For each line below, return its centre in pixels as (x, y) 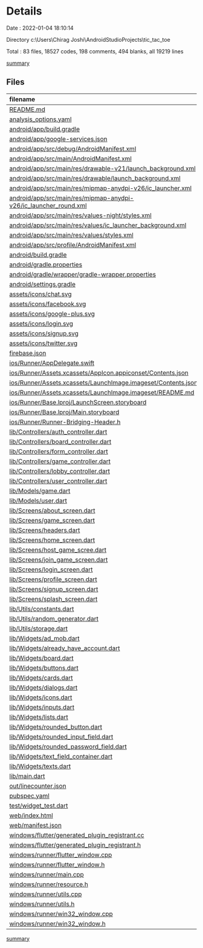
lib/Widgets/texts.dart (40, 766)
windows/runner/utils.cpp (46, 894)
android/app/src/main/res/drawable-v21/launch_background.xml (103, 168)
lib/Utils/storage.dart (39, 628)
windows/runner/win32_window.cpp (61, 913)
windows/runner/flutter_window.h (57, 864)
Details (24, 11)
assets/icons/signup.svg (44, 333)
